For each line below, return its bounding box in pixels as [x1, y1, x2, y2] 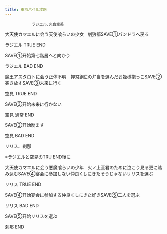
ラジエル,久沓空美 [31, 22, 64, 27]
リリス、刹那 [5, 143, 31, 149]
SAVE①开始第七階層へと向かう [5, 52, 71, 58]
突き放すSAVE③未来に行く [5, 80, 62, 86]
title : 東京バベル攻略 [5, 7, 47, 12]
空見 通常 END [5, 112, 34, 117]
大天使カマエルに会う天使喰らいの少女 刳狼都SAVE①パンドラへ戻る [5, 31, 149, 37]
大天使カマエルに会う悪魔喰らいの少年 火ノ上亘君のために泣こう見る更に [5, 164, 158, 170]
